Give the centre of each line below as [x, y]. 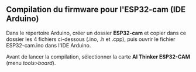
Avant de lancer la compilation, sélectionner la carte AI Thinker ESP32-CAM [98, 56]
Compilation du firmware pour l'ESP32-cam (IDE [96, 10]
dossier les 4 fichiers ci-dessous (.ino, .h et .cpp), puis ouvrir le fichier [91, 39]
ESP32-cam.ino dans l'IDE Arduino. [49, 45]
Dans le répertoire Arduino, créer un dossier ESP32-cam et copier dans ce [96, 33]
